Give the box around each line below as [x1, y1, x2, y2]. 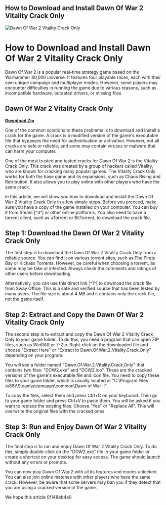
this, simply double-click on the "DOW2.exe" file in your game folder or [5, 449, 150, 455]
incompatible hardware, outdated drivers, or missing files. [5, 90, 123, 96]
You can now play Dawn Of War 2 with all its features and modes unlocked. [5, 469, 158, 474]
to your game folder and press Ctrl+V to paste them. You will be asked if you [5, 398, 161, 404]
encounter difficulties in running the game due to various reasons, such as [5, 85, 157, 91]
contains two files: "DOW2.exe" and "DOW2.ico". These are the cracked [5, 367, 152, 373]
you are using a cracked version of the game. [5, 485, 97, 490]
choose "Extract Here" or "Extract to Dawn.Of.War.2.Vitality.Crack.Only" [5, 347, 152, 353]
